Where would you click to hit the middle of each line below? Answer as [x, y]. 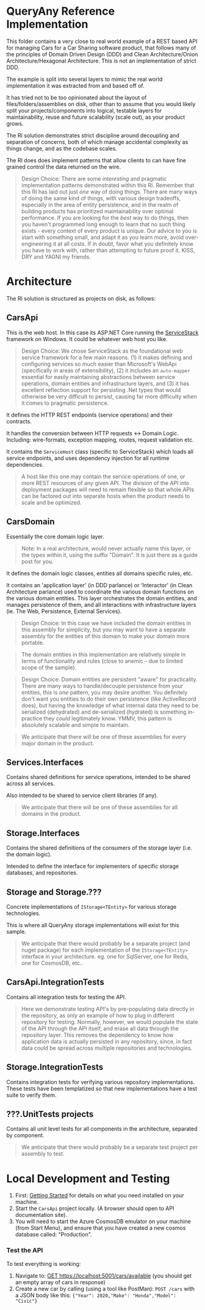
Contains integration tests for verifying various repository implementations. [101, 1082]
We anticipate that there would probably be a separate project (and [106, 943]
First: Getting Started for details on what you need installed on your [99, 1195]
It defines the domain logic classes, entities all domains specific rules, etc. [100, 573]
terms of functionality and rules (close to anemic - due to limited [102, 661]
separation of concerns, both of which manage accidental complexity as [97, 141]
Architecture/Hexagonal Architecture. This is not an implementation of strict [101, 61]
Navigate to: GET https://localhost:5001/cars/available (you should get [103, 1276]
